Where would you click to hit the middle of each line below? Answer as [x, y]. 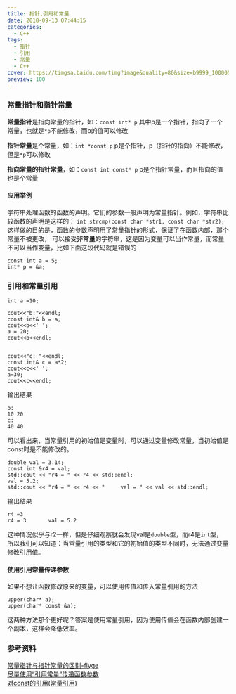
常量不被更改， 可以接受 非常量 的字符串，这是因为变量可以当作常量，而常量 [116, 238]
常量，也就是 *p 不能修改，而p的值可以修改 [68, 130]
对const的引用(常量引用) [42, 683]
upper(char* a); [31, 600]
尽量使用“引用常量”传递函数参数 [53, 674]
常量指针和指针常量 [40, 105]
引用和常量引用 [33, 285]
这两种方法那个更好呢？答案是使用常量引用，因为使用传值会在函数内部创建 [115, 620]
